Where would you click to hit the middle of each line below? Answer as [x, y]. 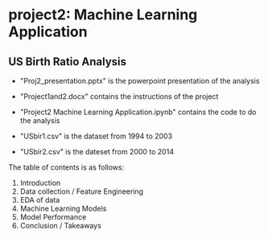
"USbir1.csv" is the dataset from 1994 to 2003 [96, 136]
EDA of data [40, 200]
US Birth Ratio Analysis [68, 62]
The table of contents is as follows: [66, 167]
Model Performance [53, 217]
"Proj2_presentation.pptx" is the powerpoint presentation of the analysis [140, 81]
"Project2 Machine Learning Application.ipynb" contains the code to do [138, 112]
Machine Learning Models [63, 208]
